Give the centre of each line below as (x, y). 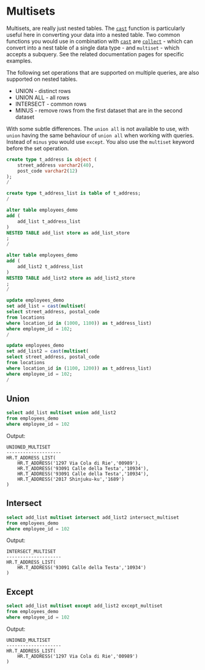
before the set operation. (38, 148)
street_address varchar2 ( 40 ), (56, 165)
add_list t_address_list (49, 221)
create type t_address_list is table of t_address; (73, 193)
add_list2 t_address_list (50, 266)
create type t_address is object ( (52, 159)
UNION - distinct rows (43, 91)
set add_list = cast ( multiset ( (46, 306)
